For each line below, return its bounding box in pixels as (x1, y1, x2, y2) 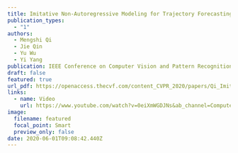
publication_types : (7, 17, 65, 24)
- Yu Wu (13, 50, 37, 57)
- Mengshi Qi (13, 37, 52, 44)
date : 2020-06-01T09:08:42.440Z (7, 135, 103, 142)
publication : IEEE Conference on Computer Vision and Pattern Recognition (7, 63, 233, 70)
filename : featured (13, 115, 72, 122)
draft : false (7, 69, 46, 76)
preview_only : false (13, 128, 74, 135)
